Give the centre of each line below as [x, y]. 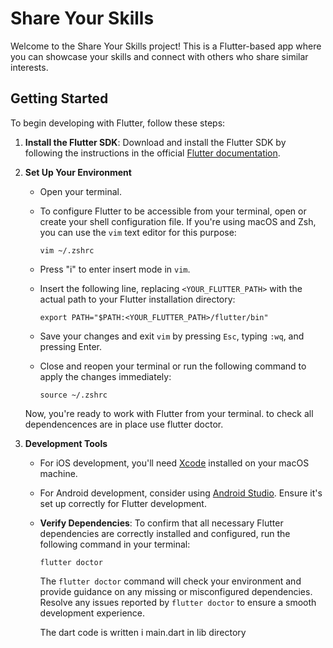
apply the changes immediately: [105, 376]
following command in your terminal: [115, 544]
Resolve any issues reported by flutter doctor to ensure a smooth [178, 602]
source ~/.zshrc [73, 395]
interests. [29, 67]
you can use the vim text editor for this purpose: [138, 232]
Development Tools [66, 443]
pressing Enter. [71, 346]
